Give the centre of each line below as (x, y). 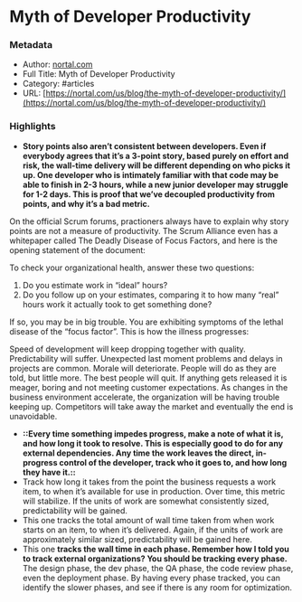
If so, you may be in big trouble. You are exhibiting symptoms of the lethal (146, 322)
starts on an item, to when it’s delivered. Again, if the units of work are (152, 530)
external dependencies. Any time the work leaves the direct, (138, 453)
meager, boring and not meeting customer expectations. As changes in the (149, 387)
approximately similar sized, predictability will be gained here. (137, 539)
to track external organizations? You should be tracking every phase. (155, 559)
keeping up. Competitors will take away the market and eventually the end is (151, 406)
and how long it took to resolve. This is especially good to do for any (152, 443)
